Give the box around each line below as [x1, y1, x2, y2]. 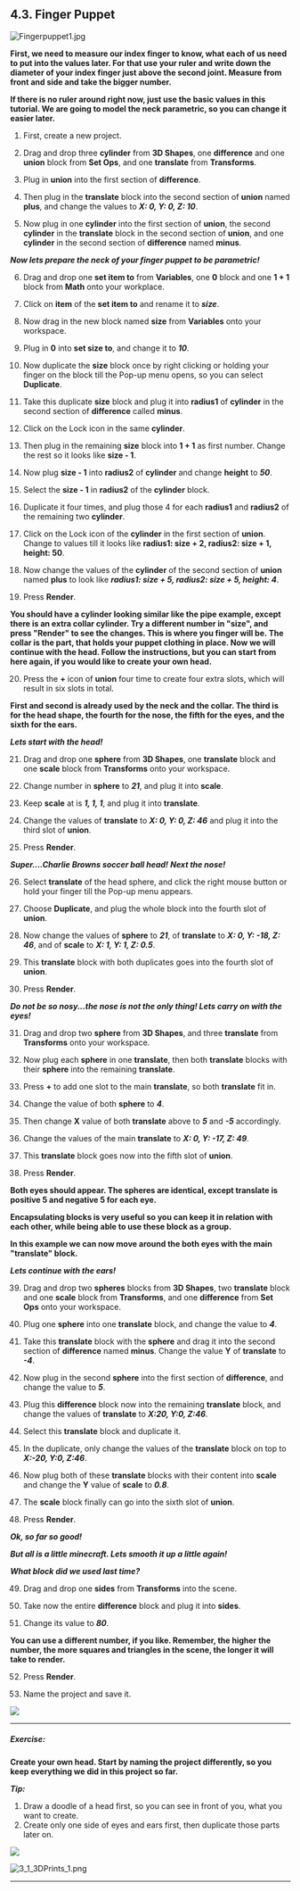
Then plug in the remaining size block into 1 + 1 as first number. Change [22, 440, 286, 451]
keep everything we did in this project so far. [10, 1766, 179, 1777]
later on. [22, 1829, 54, 1839]
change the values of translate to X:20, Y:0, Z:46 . [22, 1408, 208, 1419]
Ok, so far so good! [10, 1530, 83, 1542]
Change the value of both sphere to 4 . [22, 1098, 165, 1109]
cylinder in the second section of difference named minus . [22, 236, 242, 248]
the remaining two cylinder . [22, 510, 126, 521]
